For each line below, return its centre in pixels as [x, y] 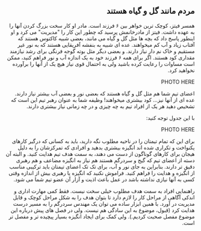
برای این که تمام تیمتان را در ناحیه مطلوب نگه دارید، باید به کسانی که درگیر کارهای [103, 141]
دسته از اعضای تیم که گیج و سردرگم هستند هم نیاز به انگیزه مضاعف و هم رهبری [105, 160]
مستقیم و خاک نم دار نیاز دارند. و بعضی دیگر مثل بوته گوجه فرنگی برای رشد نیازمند [102, 51]
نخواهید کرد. [181, 70]
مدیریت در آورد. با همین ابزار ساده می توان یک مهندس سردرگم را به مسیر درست [104, 203]
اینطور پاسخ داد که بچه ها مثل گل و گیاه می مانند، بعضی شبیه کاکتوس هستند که [106, 38]
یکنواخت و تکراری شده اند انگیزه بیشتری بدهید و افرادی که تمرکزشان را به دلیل [106, 147]
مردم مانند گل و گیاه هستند [150, 11]
